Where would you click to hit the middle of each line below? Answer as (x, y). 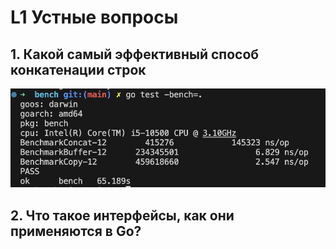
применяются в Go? (76, 231)
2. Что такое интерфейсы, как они (122, 215)
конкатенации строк (78, 69)
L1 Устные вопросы (94, 17)
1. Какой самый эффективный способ (135, 54)
